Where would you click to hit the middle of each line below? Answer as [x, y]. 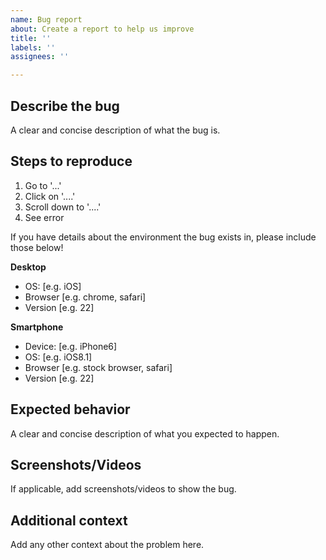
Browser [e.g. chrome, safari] [85, 297]
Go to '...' [43, 185]
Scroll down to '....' [63, 207]
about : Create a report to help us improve [102, 29]
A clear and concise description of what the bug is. [115, 130]
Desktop [28, 267]
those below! [37, 247]
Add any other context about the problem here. [107, 545]
